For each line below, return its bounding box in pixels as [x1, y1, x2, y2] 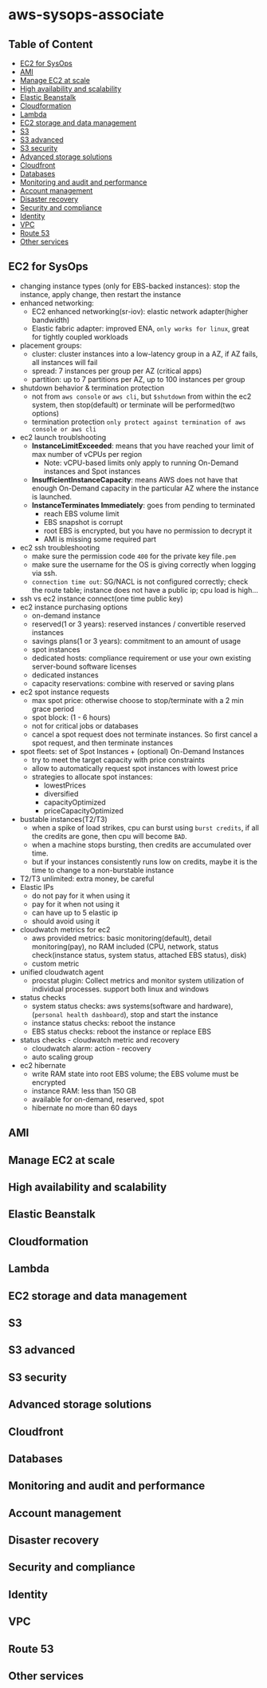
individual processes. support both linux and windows [31, 984, 210, 994]
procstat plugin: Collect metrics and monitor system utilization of [31, 975, 245, 985]
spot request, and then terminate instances [31, 737, 174, 748]
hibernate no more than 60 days [31, 1102, 138, 1112]
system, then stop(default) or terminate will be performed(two [31, 399, 235, 409]
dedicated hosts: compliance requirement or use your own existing [31, 653, 252, 662]
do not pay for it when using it [31, 891, 131, 900]
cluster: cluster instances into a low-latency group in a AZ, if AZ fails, [31, 349, 258, 359]
